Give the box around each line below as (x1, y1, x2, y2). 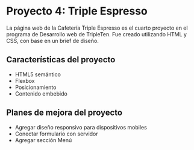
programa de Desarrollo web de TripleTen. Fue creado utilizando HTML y (6, 30, 187, 37)
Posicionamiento (14, 83, 57, 91)
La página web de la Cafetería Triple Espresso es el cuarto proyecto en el (6, 24, 188, 31)
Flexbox (14, 77, 35, 84)
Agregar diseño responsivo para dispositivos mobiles (14, 123, 148, 131)
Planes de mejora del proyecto (6, 108, 122, 118)
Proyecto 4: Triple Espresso (6, 4, 148, 18)
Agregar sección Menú (14, 136, 72, 143)
